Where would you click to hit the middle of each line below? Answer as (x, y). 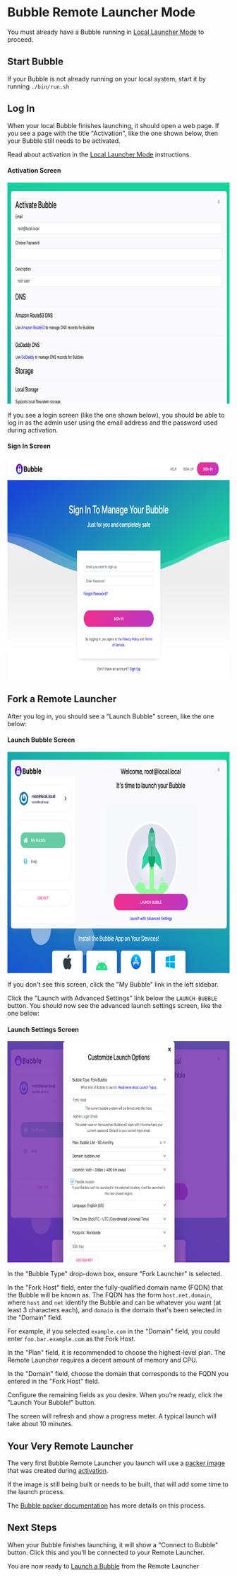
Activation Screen (34, 171)
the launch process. (36, 1492)
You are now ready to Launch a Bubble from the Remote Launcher (103, 1566)
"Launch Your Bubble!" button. (52, 1403)
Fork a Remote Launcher (62, 699)
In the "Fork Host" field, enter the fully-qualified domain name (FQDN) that (115, 1288)
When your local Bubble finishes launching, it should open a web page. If (114, 125)
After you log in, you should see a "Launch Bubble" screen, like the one (111, 716)
